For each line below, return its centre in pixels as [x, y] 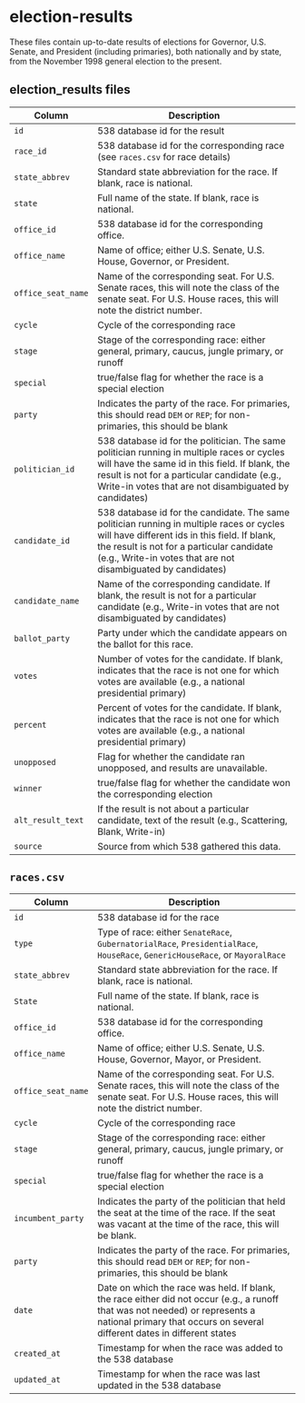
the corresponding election [155, 794]
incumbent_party [49, 1218]
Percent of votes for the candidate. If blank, [189, 708]
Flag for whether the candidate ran [171, 756]
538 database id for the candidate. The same [193, 512]
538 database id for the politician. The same [191, 441]
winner [28, 788]
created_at [37, 1353]
